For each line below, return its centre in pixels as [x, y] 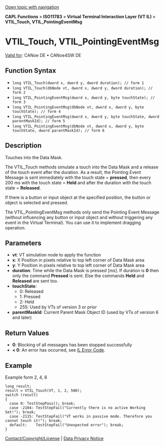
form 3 [19, 102]
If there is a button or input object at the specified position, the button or [78, 197]
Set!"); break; [21, 412]
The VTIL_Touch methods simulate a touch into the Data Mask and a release [82, 167]
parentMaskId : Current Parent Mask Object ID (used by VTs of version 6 [85, 312]
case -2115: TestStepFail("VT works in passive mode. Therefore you [81, 417]
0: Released [32, 291]
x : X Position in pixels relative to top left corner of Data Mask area [78, 260]
